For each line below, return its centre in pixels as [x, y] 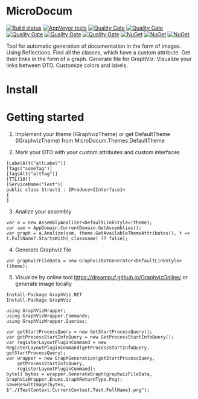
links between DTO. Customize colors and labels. [67, 65]
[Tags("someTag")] [29, 169]
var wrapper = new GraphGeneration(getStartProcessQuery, [81, 358]
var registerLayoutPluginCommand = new [56, 343]
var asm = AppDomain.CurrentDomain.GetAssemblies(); [74, 228]
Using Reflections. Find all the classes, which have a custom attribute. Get [98, 52]
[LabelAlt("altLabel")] [36, 164]
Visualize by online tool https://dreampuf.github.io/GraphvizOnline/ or [101, 277]
